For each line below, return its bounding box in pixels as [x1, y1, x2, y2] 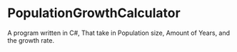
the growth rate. [7, 36, 55, 44]
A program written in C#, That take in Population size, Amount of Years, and [7, 28, 231, 37]
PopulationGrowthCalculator [7, 5, 181, 21]
